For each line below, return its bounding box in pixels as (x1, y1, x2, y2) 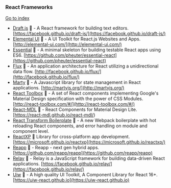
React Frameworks (5, 4, 53, 11)
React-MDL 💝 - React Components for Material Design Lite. (12, 106, 137, 113)
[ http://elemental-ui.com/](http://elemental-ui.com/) (12, 41, 122, 48)
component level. (12, 128, 50, 134)
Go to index (5, 15, 30, 21)
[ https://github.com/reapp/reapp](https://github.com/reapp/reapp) (12, 150, 153, 156)
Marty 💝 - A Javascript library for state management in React (12, 79, 141, 85)
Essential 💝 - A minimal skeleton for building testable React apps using (12, 47, 161, 53)
